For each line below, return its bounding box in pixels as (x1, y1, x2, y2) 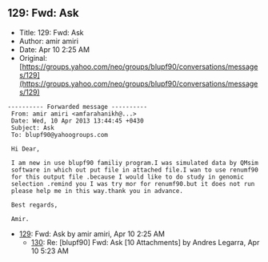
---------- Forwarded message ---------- (7, 103, 148, 111)
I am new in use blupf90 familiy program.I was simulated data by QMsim (10, 159, 259, 167)
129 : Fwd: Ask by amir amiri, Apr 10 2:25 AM (18, 228, 166, 239)
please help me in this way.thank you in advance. (10, 187, 183, 195)
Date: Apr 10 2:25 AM (18, 44, 90, 54)
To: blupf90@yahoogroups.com (10, 131, 109, 139)
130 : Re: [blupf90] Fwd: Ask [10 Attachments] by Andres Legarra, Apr (30, 237, 260, 247)
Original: (18, 53, 47, 62)
